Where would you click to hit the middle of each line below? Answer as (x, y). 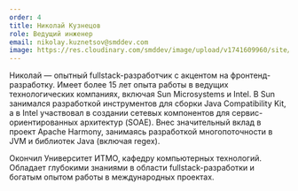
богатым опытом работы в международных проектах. (112, 177)
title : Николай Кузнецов (55, 26)
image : (21, 50)
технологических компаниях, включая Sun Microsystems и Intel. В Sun (142, 95)
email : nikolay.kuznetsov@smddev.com (79, 42)
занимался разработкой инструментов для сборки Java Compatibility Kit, (148, 103)
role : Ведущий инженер (51, 34)
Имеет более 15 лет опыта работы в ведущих (143, 85)
